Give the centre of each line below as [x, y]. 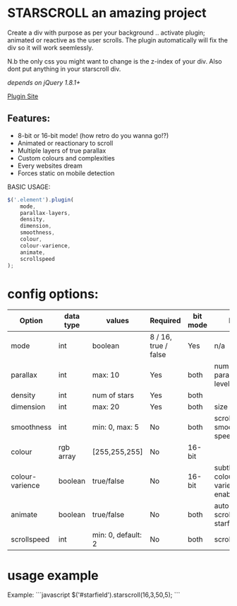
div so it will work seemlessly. [50, 47]
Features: [29, 118]
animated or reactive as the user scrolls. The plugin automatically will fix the [117, 40]
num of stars [113, 395]
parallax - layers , [45, 213]
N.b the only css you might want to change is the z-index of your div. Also [115, 61]
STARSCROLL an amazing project [107, 13]
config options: [53, 294]
